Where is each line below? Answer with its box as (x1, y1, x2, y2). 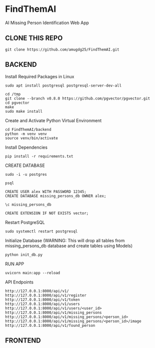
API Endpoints (5, 279, 34, 285)
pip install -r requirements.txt (5, 154, 74, 158)
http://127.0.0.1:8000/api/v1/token (5, 297, 80, 302)
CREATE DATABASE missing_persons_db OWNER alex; (5, 193, 106, 198)
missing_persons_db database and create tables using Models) (5, 243, 133, 249)
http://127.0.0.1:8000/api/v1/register (5, 293, 87, 298)
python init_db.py (5, 252, 43, 257)
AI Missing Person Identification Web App (5, 20, 89, 26)
